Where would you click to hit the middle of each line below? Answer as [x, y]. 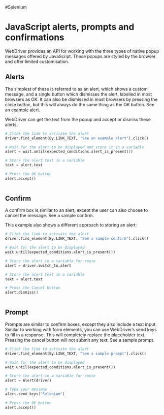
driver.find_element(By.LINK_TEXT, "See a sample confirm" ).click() [77, 239]
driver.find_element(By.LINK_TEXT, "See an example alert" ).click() [77, 138]
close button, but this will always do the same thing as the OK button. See [80, 104]
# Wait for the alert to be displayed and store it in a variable [75, 147]
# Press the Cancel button [33, 288]
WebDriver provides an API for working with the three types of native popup [82, 51]
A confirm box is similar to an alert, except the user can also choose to [77, 210]
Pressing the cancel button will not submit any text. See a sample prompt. [80, 340]
